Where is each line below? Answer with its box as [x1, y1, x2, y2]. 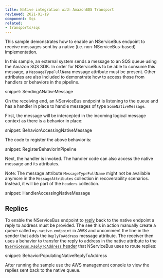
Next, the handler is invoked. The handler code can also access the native [5, 156, 153, 161]
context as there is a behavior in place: [5, 118, 83, 124]
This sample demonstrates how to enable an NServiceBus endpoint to [5, 39, 145, 44]
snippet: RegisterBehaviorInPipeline [5, 146, 77, 152]
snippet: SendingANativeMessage [5, 89, 73, 95]
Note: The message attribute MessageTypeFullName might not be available [5, 170, 150, 176]
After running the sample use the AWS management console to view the [5, 262, 149, 268]
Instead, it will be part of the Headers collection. [5, 181, 100, 187]
